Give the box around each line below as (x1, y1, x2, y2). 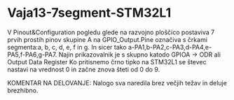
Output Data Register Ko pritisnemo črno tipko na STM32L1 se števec (7, 57, 207, 66)
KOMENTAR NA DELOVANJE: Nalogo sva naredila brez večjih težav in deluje (7, 78, 228, 87)
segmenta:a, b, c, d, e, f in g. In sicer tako (7, 43, 128, 51)
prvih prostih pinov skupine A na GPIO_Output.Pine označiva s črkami (7, 35, 208, 43)
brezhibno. (7, 86, 39, 94)
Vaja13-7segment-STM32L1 (7, 5, 172, 21)
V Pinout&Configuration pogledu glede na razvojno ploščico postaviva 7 (7, 28, 215, 36)
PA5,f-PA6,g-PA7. (7, 50, 57, 59)
